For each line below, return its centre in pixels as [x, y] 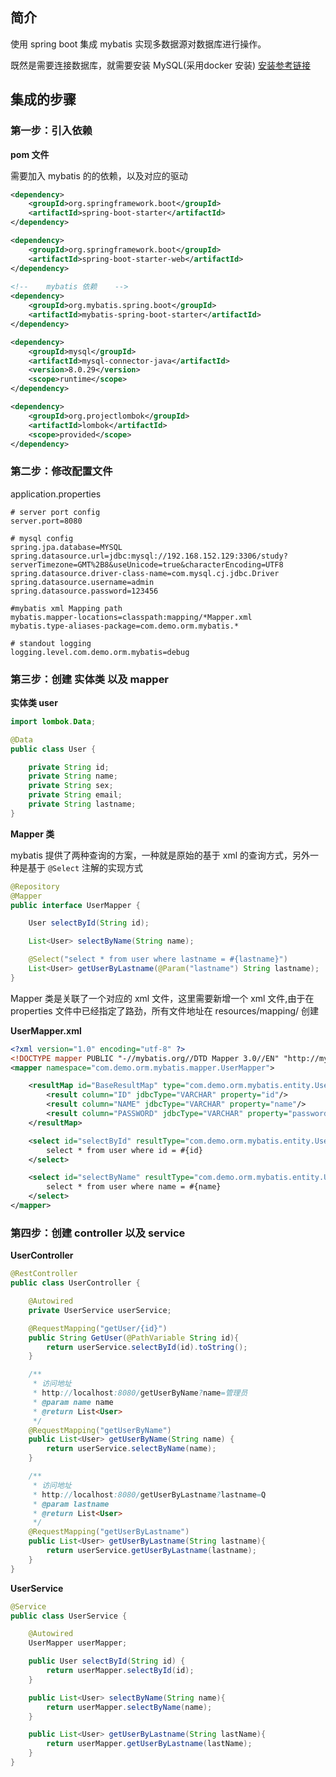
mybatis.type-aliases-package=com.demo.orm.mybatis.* [125, 626]
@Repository [35, 886]
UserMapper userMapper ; [78, 1643]
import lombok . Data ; [53, 721]
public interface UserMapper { [75, 905]
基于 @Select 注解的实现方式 [85, 867]
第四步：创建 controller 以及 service [98, 1233]
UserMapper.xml [46, 1030]
